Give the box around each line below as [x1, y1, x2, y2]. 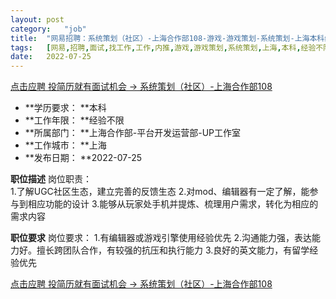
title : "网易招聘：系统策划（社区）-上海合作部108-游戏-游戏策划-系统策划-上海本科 [10, 33, 325, 43]
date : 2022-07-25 [10, 52, 92, 62]
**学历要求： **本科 [24, 102, 107, 114]
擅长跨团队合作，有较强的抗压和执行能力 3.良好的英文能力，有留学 [36, 244, 310, 256]
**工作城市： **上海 [24, 139, 107, 151]
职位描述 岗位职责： [10, 173, 92, 185]
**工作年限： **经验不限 [24, 114, 125, 126]
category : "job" [10, 24, 87, 34]
